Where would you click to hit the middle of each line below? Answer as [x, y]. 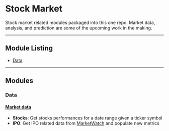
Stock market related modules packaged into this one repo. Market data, [80, 22]
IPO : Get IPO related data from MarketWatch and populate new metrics [86, 123]
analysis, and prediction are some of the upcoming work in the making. [79, 27]
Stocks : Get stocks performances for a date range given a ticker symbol [87, 118]
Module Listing [29, 48]
